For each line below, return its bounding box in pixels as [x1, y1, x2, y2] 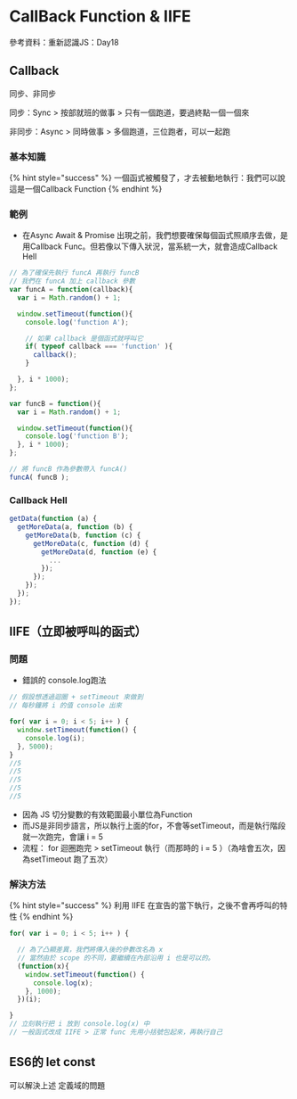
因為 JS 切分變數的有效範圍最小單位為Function [21, 809, 193, 820]
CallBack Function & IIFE [9, 6, 191, 27]
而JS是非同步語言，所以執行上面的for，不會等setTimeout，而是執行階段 [21, 820, 286, 830]
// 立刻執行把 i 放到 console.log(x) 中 [9, 1020, 150, 1029]
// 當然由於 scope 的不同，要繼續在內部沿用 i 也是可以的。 [17, 954, 215, 963]
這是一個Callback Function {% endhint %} [9, 184, 163, 194]
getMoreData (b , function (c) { [25, 531, 141, 540]
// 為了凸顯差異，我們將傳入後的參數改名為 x [17, 946, 164, 954]
